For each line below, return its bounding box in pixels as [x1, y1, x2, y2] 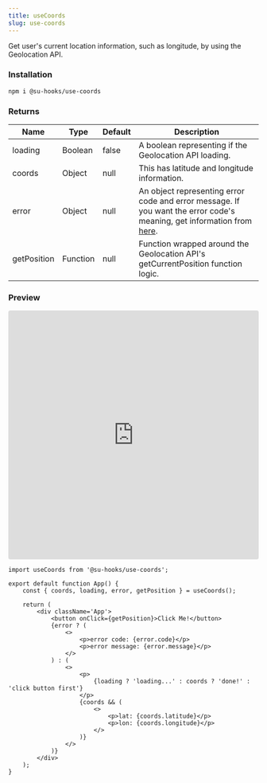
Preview [8, 292, 41, 303]
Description [174, 127, 220, 138]
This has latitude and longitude [138, 162, 254, 174]
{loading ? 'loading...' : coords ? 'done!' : [93, 678, 250, 686]
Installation [8, 69, 53, 80]
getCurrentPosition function [138, 258, 242, 269]
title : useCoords [8, 11, 66, 20]
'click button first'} [8, 684, 83, 693]
